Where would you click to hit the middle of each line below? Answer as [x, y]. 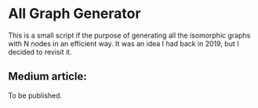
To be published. [35, 95]
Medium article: [48, 76]
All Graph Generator [74, 14]
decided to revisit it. [40, 52]
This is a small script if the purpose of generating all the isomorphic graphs [129, 35]
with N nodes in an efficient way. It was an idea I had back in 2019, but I [124, 43]
